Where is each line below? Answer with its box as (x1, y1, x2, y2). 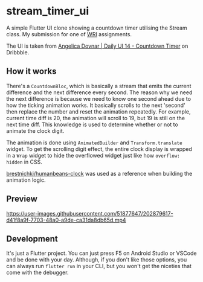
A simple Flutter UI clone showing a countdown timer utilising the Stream (6, 24, 187, 31)
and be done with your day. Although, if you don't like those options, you (6, 256, 187, 263)
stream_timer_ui (6, 4, 89, 18)
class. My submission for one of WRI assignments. (6, 30, 132, 37)
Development (6, 234, 59, 244)
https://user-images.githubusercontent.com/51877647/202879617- (6, 210, 173, 217)
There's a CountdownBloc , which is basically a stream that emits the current (6, 82, 192, 89)
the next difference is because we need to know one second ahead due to (6, 95, 192, 102)
